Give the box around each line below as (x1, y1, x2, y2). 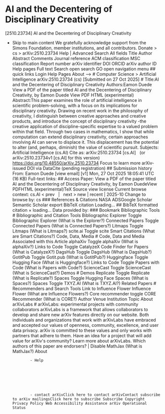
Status (12, 405, 26, 410)
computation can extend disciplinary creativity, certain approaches (12, 134, 148, 140)
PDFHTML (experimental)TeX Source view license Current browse (12, 186, 147, 192)
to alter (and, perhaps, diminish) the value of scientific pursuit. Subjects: (12, 144, 159, 150)
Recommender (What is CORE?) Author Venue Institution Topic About (12, 296, 153, 302)
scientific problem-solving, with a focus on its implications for (12, 102, 138, 108)
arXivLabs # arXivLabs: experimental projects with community (12, 301, 139, 307)
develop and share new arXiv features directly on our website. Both (12, 312, 149, 318)
